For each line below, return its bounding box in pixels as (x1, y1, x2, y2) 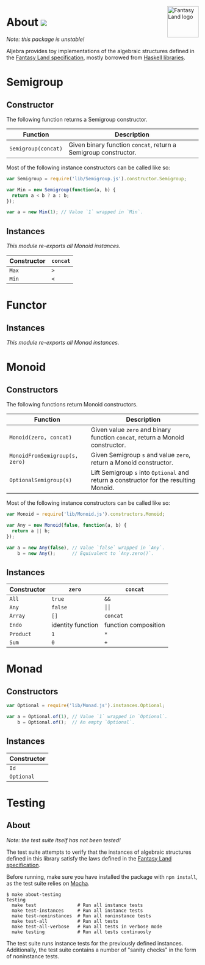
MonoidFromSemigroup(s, (9, 452, 79, 460)
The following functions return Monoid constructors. (6, 401, 138, 408)
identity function (51, 621, 99, 629)
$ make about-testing (6, 891, 62, 898)
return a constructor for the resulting (90, 476, 196, 485)
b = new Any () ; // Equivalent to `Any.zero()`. (17, 550, 154, 556)
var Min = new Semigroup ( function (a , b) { (6, 186, 116, 193)
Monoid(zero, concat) (9, 434, 72, 441)
